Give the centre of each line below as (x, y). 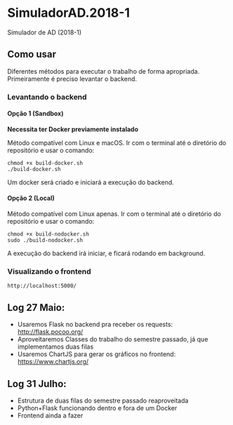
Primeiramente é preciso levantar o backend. (72, 79)
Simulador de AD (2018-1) (45, 32)
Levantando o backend (47, 97)
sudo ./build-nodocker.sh (45, 241)
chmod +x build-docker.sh (45, 163)
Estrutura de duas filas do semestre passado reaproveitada (103, 400)
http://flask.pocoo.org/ (50, 332)
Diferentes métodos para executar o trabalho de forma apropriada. (104, 71)
